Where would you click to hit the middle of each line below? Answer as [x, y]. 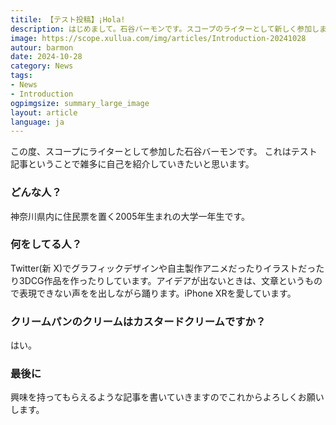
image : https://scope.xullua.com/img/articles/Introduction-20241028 [158, 38]
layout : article [44, 112]
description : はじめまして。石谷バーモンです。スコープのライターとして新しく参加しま [168, 29]
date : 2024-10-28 [46, 57]
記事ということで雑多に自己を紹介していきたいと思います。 [132, 164]
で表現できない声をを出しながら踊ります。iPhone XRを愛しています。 [153, 293]
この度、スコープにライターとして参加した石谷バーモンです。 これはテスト [164, 152]
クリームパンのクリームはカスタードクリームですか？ [138, 321]
